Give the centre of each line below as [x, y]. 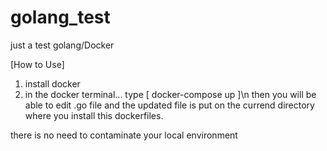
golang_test [60, 17]
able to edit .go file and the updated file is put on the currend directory [169, 105]
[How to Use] [37, 64]
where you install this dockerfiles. [94, 115]
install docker [52, 83]
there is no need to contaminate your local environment [124, 135]
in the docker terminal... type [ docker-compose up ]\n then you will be [170, 94]
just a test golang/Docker [62, 45]
